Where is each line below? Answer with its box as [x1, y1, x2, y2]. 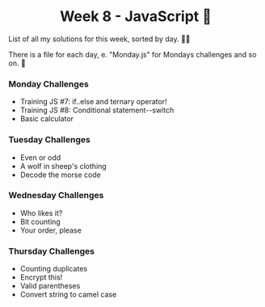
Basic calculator [19, 114, 74, 124]
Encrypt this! [19, 272, 63, 282]
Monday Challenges [8, 78, 89, 90]
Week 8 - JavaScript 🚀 [59, 7, 212, 26]
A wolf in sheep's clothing [19, 161, 107, 170]
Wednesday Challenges [8, 190, 104, 201]
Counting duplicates [19, 264, 87, 274]
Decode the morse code [19, 170, 101, 179]
